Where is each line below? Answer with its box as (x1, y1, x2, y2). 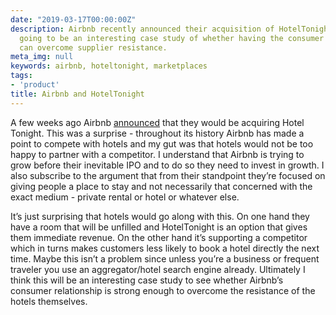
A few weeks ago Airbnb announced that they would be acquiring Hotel (10, 116, 305, 128)
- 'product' (10, 80, 60, 90)
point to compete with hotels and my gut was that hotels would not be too (10, 137, 314, 150)
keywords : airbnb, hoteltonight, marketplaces (10, 61, 208, 71)
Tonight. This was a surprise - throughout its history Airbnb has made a (10, 127, 305, 139)
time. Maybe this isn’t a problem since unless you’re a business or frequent (10, 252, 320, 265)
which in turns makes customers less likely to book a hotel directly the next (10, 242, 320, 254)
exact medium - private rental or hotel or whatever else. (10, 191, 240, 203)
